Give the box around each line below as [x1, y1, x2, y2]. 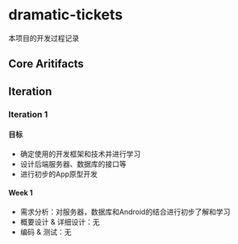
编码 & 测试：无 [19, 227, 72, 237]
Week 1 [8, 188, 33, 198]
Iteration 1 [8, 109, 48, 120]
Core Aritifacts [8, 57, 85, 71]
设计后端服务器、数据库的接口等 [19, 159, 127, 168]
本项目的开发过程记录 [8, 33, 79, 43]
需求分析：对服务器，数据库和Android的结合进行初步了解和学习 [19, 207, 231, 217]
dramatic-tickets [8, 6, 123, 24]
